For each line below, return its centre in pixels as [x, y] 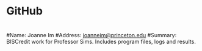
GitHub [24, 11]
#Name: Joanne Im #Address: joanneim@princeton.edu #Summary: [92, 35]
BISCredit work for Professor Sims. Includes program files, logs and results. [101, 42]
